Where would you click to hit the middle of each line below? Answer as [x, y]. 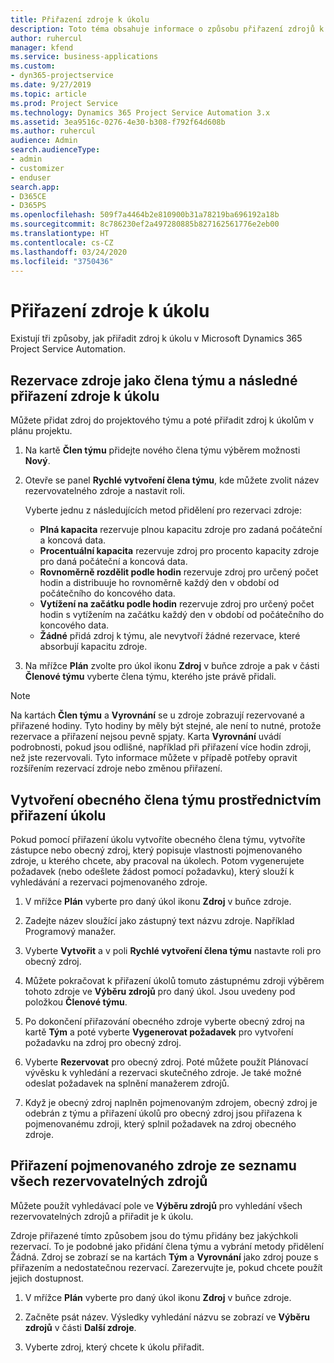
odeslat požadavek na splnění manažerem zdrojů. [127, 1083]
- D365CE [28, 196]
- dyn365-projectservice [62, 76]
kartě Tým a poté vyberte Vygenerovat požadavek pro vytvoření [159, 1032]
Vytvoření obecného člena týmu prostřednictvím [166, 799]
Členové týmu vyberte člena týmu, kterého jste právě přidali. [150, 677]
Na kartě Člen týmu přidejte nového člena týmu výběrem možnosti [162, 450]
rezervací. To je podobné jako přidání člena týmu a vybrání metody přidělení [167, 1246]
